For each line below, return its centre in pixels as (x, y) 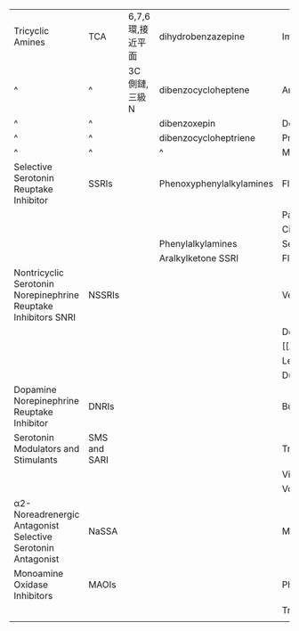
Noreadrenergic (47, 514)
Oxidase (31, 585)
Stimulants (36, 460)
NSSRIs (104, 295)
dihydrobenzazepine (202, 37)
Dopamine (35, 389)
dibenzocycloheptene (204, 90)
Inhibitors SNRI (45, 317)
